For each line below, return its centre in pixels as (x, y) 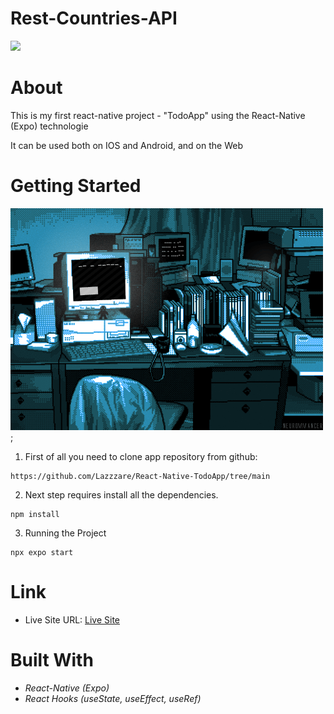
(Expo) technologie (49, 126)
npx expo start (42, 552)
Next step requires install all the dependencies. (121, 494)
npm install (35, 514)
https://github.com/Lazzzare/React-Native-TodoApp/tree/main (140, 476)
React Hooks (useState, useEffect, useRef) (113, 698)
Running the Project (65, 533)
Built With (52, 659)
